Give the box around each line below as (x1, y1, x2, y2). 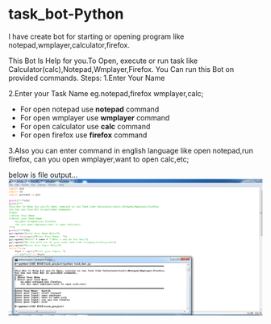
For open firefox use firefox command (19, 130, 148, 140)
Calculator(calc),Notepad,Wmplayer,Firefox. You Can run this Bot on (8, 64, 235, 74)
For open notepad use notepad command (19, 104, 160, 114)
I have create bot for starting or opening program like (8, 32, 185, 41)
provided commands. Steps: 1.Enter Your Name (8, 73, 165, 82)
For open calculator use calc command (19, 121, 151, 131)
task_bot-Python (8, 5, 124, 23)
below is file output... (8, 170, 78, 179)
